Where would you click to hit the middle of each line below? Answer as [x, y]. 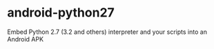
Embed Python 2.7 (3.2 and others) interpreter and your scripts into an [107, 32]
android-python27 [61, 13]
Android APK [25, 39]
